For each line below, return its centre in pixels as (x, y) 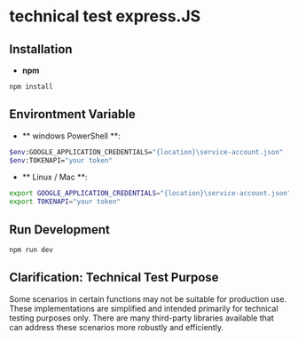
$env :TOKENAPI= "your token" (61, 160)
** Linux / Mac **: (55, 177)
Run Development (60, 230)
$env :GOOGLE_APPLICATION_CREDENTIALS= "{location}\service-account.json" (146, 152)
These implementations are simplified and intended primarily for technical (144, 308)
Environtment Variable (72, 114)
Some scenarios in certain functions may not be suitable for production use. (148, 298)
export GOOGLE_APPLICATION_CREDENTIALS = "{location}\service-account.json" (150, 194)
